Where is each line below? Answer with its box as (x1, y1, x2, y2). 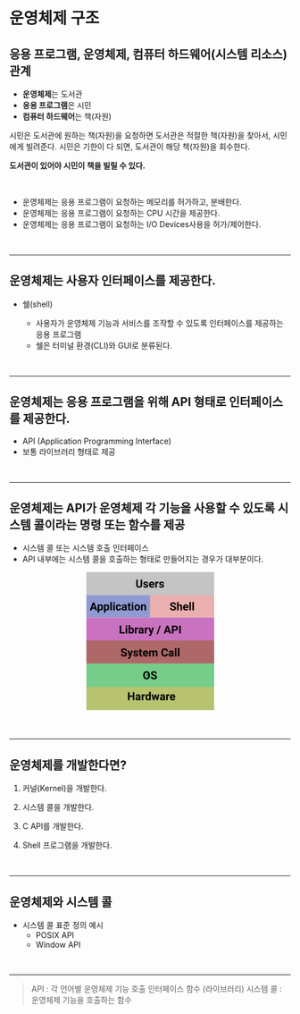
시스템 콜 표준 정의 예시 (21, 920, 104, 931)
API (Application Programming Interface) (21, 435, 172, 446)
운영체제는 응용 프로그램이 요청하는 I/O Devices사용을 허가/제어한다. (21, 219, 262, 229)
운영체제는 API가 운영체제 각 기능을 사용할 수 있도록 (9, 501, 275, 516)
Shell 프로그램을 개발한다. (21, 840, 112, 850)
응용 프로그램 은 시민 (21, 100, 92, 110)
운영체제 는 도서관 (21, 89, 83, 99)
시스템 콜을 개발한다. (21, 802, 95, 813)
